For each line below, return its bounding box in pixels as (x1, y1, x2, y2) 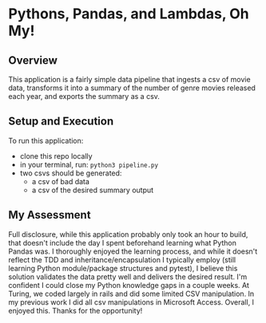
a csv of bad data (31, 176, 90, 186)
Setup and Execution (8, 115, 114, 128)
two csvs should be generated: (19, 168, 122, 178)
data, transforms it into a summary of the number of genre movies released (8, 83, 256, 93)
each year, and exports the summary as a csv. (8, 92, 160, 100)
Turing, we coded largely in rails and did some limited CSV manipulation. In (8, 289, 255, 298)
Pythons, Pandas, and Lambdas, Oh (8, 5, 249, 23)
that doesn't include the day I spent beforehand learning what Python (8, 238, 237, 247)
